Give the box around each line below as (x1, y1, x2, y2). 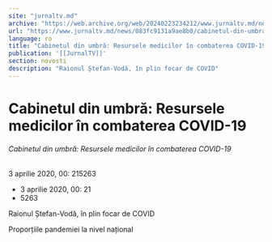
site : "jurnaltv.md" (8, 11, 79, 20)
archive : (8, 19, 38, 28)
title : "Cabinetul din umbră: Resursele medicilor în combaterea (8, 42, 233, 50)
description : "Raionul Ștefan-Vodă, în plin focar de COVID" (8, 65, 219, 73)
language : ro (8, 34, 53, 43)
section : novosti (8, 57, 67, 66)
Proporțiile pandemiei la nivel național (8, 224, 134, 235)
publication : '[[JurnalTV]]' (8, 49, 107, 57)
